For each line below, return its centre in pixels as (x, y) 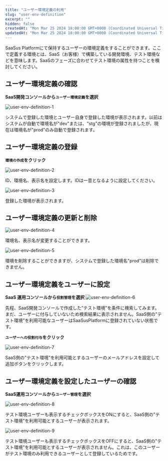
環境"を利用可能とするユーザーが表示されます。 (63, 421)
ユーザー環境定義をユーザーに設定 (58, 284)
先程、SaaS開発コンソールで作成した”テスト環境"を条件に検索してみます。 (82, 308)
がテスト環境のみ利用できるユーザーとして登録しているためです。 (73, 453)
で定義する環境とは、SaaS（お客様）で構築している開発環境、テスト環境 (80, 54)
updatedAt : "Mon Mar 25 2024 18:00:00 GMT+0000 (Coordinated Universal (81, 33)
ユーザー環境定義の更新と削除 (51, 218)
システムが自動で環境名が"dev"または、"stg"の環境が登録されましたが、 (80, 123)
